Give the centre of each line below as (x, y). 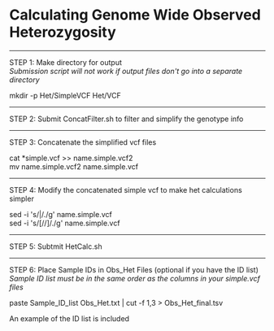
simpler (22, 198)
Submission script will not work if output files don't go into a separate (126, 71)
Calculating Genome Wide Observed (135, 15)
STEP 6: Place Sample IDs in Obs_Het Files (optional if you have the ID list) (134, 269)
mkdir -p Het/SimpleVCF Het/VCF (65, 95)
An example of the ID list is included (69, 318)
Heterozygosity (63, 32)
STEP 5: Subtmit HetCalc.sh (56, 246)
